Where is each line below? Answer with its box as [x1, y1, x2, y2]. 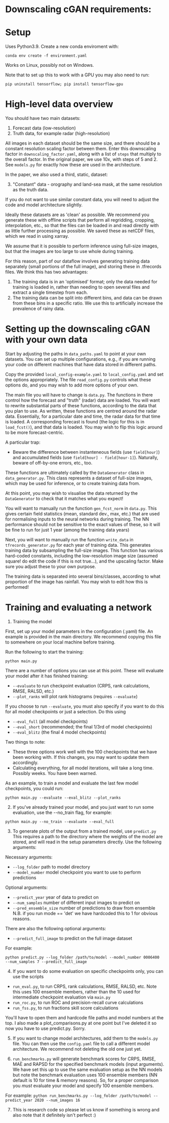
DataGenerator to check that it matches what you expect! [5, 496, 123, 501]
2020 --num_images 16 [34, 1098, 80, 1103]
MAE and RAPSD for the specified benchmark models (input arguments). [12, 1061, 164, 1067]
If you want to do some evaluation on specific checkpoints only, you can [12, 968, 163, 974]
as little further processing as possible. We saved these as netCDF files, [5, 228, 155, 234]
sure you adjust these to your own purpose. [5, 564, 96, 570]
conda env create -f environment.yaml [5, 53, 87, 59]
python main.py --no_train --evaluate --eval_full [5, 819, 114, 824]
